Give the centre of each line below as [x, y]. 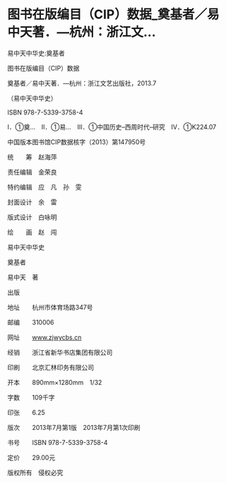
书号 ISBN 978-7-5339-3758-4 [58, 442]
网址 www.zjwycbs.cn [44, 337]
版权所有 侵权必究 [35, 472]
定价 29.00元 [31, 458]
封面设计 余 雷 [32, 202]
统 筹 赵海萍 [32, 157]
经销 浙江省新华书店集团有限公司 [60, 352]
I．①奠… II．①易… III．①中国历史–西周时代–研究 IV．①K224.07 [112, 127]
